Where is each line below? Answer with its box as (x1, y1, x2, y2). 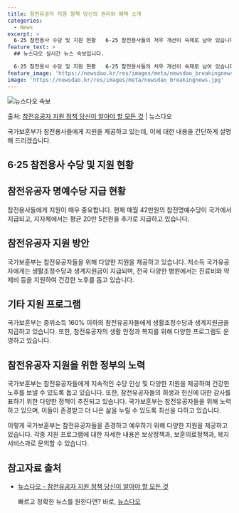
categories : (7, 17, 43, 24)
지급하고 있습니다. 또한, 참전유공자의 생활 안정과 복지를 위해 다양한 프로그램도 (7, 327, 222, 336)
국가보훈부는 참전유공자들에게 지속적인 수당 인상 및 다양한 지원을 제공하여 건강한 (7, 379, 230, 388)
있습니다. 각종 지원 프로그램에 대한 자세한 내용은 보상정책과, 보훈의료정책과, (7, 430, 216, 439)
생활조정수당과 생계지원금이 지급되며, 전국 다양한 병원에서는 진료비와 (31, 266, 223, 275)
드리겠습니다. (14, 136, 52, 145)
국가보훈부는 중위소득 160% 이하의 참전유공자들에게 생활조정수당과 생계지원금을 (7, 318, 230, 327)
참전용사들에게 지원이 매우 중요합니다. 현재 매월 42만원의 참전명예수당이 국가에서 (7, 205, 232, 214)
